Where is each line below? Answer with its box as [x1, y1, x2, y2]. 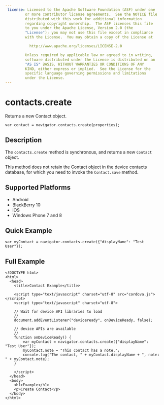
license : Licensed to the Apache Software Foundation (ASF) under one [7, 7, 155, 12]
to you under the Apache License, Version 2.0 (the [25, 26, 133, 31]
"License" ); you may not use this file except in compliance [25, 30, 153, 35]
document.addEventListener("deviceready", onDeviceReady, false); [14, 318, 153, 323]
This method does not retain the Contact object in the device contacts [5, 164, 147, 170]
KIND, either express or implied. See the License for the [25, 66, 151, 72]
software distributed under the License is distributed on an [25, 57, 155, 62]
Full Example [5, 257, 45, 265]
